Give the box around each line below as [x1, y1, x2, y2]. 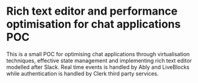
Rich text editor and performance [6, 4, 178, 18]
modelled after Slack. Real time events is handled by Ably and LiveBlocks [6, 63, 190, 71]
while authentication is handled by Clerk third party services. [6, 70, 159, 77]
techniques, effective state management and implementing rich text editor [6, 57, 192, 64]
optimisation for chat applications [6, 17, 181, 31]
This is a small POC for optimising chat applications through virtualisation [6, 50, 190, 57]
